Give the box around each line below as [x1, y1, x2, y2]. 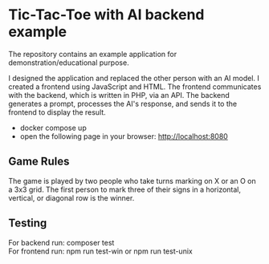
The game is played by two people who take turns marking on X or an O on [8, 176, 256, 185]
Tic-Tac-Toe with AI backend [8, 6, 205, 24]
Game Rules [8, 155, 70, 169]
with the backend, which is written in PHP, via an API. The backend [8, 90, 230, 100]
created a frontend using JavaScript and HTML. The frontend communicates [8, 82, 262, 91]
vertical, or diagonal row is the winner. [8, 193, 135, 202]
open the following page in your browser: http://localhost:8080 [19, 131, 229, 141]
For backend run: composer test [8, 238, 115, 247]
